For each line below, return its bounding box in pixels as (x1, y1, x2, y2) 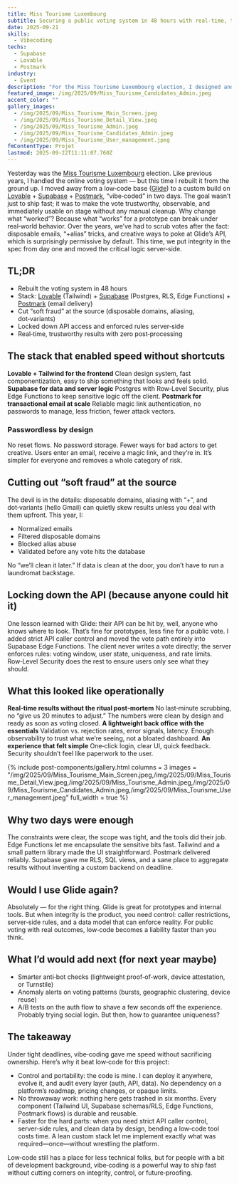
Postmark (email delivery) (17, 299, 93, 308)
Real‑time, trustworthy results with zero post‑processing (17, 329, 183, 338)
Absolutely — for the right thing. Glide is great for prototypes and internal (7, 902, 222, 911)
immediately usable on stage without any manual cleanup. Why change (7, 207, 216, 215)
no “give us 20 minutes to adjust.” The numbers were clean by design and (7, 711, 224, 720)
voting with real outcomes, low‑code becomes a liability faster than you (7, 925, 217, 933)
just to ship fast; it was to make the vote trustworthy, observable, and (7, 199, 211, 207)
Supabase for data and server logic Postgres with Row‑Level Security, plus (7, 384, 229, 392)
